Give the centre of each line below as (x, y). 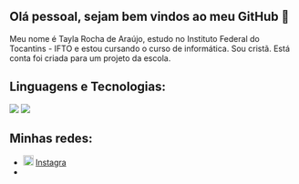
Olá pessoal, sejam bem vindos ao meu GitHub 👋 (149, 17)
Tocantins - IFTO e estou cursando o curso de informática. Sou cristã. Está (149, 48)
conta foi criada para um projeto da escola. (90, 58)
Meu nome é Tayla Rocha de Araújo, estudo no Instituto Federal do (134, 38)
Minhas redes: (51, 139)
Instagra (51, 163)
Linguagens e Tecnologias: (88, 87)
